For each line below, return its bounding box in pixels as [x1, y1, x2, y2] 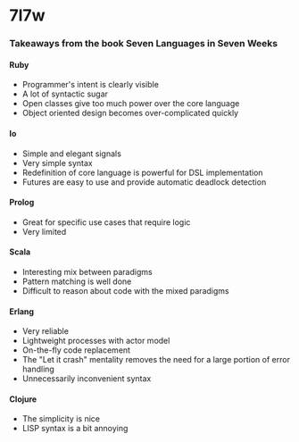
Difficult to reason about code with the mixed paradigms [21, 285, 229, 296]
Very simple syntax [21, 157, 93, 168]
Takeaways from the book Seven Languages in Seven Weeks [9, 38, 278, 50]
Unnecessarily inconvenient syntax [21, 373, 152, 384]
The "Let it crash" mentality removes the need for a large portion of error [21, 354, 290, 365]
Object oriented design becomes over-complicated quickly [21, 108, 239, 119]
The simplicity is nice [21, 413, 101, 424]
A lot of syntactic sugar [21, 88, 109, 99]
